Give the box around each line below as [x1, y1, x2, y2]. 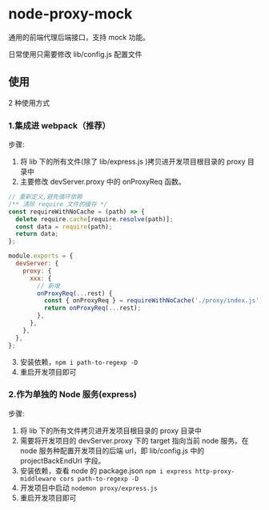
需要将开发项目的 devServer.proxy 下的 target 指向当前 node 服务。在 [19, 435, 250, 445]
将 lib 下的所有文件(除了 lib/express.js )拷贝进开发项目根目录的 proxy [19, 157, 246, 167]
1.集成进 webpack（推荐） [8, 119, 110, 131]
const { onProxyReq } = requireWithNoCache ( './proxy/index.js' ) [43, 297, 263, 305]
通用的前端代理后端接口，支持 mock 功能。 [8, 32, 151, 42]
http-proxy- [195, 467, 235, 476]
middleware [19, 475, 57, 483]
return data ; [15, 230, 59, 238]
